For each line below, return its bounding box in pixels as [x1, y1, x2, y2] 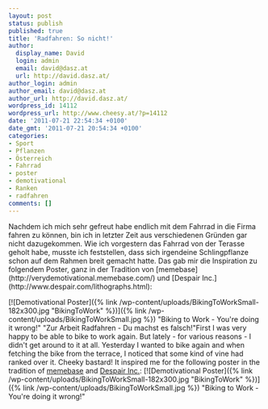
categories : [8, 131, 48, 140]
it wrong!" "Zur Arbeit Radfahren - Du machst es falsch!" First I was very [8, 323, 247, 332]
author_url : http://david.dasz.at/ [8, 94, 128, 102]
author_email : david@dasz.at [8, 86, 107, 95]
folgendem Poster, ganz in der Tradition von [8, 264, 155, 274]
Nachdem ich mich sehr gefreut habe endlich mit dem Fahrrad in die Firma [8, 221, 257, 231]
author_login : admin [8, 79, 78, 87]
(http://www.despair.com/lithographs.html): [8, 282, 153, 291]
